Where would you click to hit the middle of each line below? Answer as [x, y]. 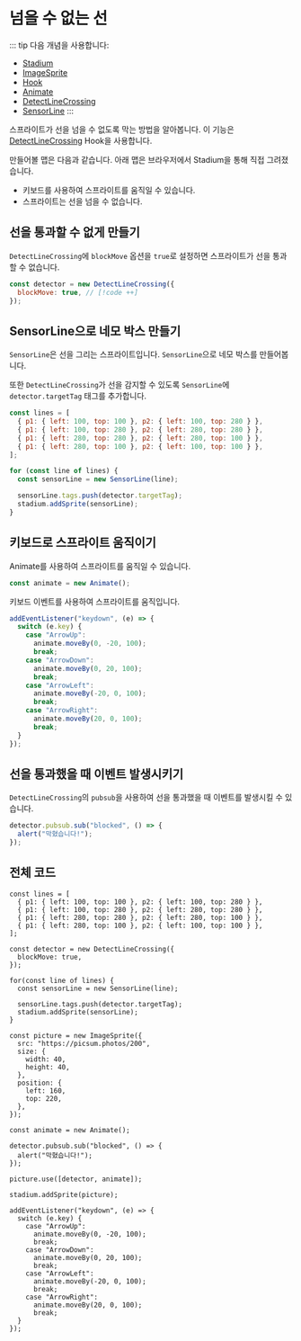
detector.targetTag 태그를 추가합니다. [78, 396]
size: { [32, 1051]
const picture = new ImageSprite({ [76, 1035]
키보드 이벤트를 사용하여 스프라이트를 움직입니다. [95, 601]
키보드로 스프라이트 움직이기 [83, 543]
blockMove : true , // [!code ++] [78, 292]
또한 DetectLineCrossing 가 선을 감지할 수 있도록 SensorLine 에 [120, 385]
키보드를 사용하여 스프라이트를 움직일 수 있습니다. [109, 190]
